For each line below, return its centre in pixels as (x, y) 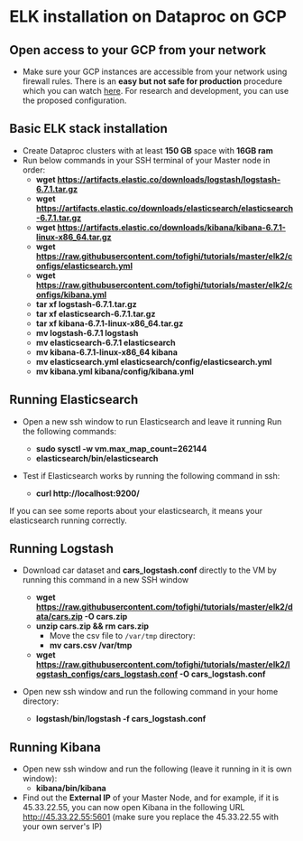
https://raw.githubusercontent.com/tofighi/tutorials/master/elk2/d (164, 607)
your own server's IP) (62, 827)
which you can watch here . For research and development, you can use (156, 91)
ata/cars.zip (59, 617)
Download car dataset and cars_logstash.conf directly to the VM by (149, 570)
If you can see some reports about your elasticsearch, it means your (136, 510)
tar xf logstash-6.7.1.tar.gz (86, 304)
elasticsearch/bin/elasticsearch (97, 458)
